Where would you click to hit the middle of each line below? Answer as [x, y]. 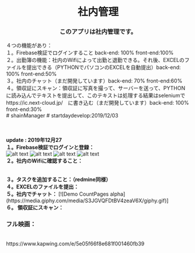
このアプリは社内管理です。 [98, 32]
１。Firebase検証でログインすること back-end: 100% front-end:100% [90, 53]
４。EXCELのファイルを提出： [42, 187]
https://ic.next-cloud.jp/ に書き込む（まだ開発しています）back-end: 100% [98, 103]
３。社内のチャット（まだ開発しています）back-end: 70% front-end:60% [94, 81]
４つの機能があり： [29, 46]
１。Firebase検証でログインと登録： [50, 147]
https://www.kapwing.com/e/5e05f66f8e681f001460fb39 [75, 244]
